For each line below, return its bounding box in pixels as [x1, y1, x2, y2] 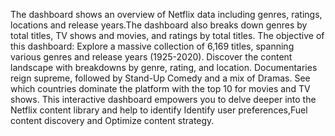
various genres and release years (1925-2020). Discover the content [10, 51, 293, 63]
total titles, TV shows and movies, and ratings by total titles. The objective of [10, 30, 325, 41]
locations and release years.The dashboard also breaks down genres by [10, 19, 308, 31]
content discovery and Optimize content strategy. [10, 115, 215, 126]
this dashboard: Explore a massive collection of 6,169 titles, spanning [10, 40, 295, 52]
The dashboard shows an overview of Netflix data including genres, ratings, [10, 9, 323, 20]
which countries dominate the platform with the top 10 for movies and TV [10, 83, 311, 94]
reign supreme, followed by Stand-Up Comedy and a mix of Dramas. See [10, 72, 311, 84]
